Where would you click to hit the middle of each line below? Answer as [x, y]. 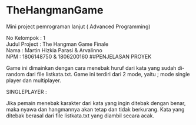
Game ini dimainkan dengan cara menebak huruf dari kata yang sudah [91, 67]
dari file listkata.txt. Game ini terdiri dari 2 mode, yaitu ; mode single [108, 74]
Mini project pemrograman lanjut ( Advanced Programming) [78, 26]
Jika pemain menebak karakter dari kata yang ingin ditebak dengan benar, [96, 103]
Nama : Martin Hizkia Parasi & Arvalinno [54, 50]
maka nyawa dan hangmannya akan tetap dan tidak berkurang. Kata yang [95, 109]
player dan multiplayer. [34, 80]
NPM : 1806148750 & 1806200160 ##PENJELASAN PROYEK [79, 56]
